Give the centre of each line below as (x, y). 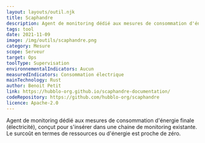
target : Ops (21, 57)
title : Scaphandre (30, 18)
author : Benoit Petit (34, 86)
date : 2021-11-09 (28, 35)
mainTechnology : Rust (34, 80)
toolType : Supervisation (38, 63)
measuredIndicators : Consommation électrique (65, 75)
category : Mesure (28, 46)
